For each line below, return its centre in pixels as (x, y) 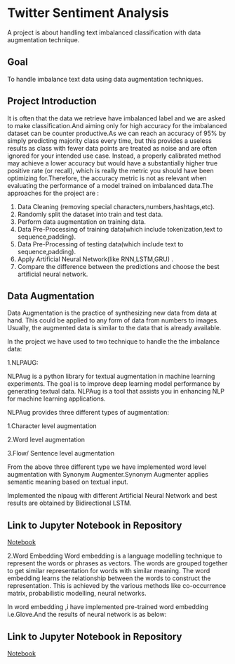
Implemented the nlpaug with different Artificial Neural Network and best (112, 496)
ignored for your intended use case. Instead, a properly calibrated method (114, 156)
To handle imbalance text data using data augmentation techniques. (105, 79)
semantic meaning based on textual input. (68, 482)
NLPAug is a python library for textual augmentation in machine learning (111, 376)
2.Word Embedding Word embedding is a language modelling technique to (115, 556)
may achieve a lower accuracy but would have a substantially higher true (113, 163)
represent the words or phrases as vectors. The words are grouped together (117, 563)
